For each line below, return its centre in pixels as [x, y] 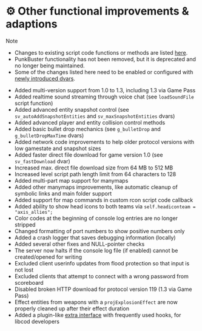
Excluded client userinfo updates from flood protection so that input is [102, 263]
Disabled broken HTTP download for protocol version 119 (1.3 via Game [103, 289]
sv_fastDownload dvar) [42, 161]
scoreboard [29, 282]
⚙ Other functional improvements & [97, 11]
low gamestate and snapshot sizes [58, 148]
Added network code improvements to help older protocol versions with [104, 142]
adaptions [32, 24]
